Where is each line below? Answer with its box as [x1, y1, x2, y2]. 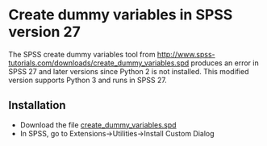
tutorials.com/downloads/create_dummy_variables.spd [8, 58, 190, 68]
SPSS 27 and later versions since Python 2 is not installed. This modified [8, 66, 249, 76]
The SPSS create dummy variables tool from [8, 49, 156, 59]
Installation [8, 98, 66, 112]
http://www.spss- [156, 49, 215, 59]
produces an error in [190, 58, 260, 68]
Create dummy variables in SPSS [8, 6, 233, 24]
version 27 [8, 23, 81, 41]
